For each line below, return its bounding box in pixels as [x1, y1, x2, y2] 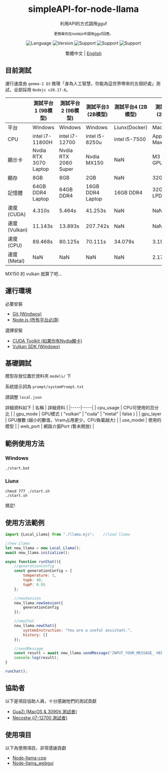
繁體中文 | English [65, 50, 102, 56]
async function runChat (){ [5, 559, 61, 564]
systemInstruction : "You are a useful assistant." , [23, 627, 133, 633]
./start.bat [5, 466, 30, 471]
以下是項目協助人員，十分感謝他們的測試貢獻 [5, 698, 97, 704]
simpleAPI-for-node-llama [28, 3, 139, 15]
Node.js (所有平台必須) [12, 316, 59, 322]
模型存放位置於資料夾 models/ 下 [5, 373, 71, 379]
